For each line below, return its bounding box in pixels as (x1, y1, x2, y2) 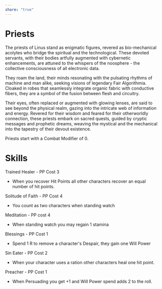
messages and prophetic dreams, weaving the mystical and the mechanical (5, 120, 158, 126)
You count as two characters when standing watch (12, 202, 115, 208)
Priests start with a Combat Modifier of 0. (5, 135, 89, 141)
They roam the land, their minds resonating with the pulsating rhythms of (5, 74, 153, 81)
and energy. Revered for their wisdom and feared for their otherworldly (5, 110, 149, 116)
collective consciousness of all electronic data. (5, 65, 100, 71)
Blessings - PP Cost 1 (5, 231, 48, 237)
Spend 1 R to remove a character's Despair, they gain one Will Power (12, 241, 151, 246)
